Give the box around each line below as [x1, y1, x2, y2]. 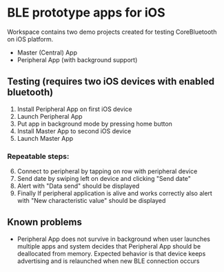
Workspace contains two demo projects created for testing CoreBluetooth [7, 28, 217, 36]
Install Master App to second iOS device [17, 126, 132, 135]
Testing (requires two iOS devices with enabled [7, 76, 215, 88]
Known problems [7, 216, 83, 229]
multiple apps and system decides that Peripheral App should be [17, 242, 201, 250]
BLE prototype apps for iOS [7, 5, 165, 21]
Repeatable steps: [7, 151, 70, 161]
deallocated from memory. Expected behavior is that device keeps [17, 249, 206, 258]
